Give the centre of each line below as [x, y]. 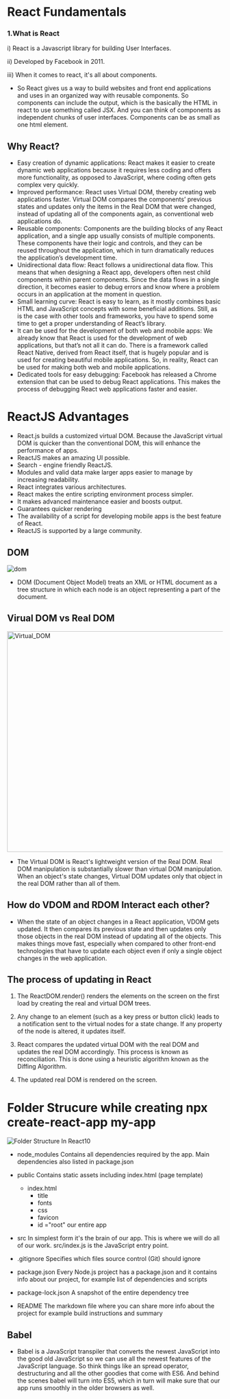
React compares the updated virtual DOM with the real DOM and [108, 1045]
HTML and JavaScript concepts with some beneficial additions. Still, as [117, 309]
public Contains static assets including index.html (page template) [110, 1175]
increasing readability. [48, 480]
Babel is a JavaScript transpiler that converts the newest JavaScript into [118, 1352]
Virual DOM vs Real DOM [61, 618]
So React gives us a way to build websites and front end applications [114, 88]
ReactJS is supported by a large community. [79, 531]
